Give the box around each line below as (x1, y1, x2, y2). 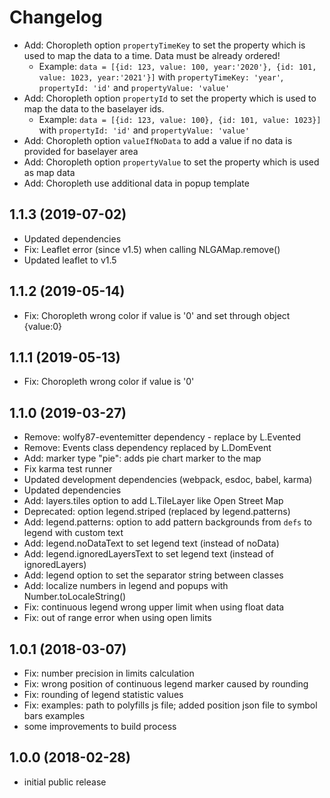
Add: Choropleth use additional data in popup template (23, 177, 250, 189)
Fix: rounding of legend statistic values (23, 689, 184, 700)
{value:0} (23, 320, 63, 332)
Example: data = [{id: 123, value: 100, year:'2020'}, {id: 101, (38, 60, 317, 72)
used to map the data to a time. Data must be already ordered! (23, 49, 281, 61)
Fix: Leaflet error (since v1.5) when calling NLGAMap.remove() (23, 243, 281, 255)
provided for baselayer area (23, 145, 139, 157)
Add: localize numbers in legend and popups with (23, 580, 229, 592)
